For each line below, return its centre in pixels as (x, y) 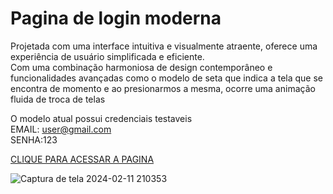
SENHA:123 (34, 139)
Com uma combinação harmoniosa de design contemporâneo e (141, 67)
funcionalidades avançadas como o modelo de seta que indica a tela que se (166, 78)
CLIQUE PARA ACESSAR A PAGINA (82, 159)
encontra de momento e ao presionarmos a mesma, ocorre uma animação (163, 88)
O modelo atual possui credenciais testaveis (101, 118)
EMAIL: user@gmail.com (61, 129)
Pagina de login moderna (116, 18)
